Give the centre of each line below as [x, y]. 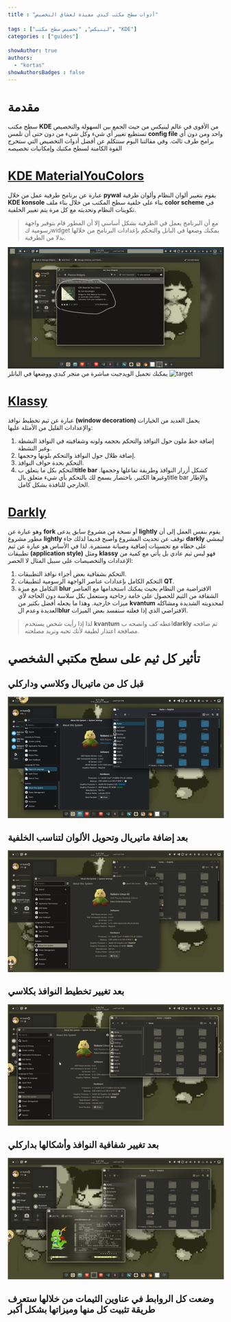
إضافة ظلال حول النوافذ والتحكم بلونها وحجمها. [76, 455]
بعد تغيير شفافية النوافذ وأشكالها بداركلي [84, 1145]
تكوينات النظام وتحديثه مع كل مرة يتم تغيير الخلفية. [72, 209]
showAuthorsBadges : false [46, 72]
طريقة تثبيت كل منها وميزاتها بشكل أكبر [82, 1309]
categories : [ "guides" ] [43, 36]
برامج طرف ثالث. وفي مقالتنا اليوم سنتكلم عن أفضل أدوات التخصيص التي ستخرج [111, 141]
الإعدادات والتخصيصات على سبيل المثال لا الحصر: [70, 560]
